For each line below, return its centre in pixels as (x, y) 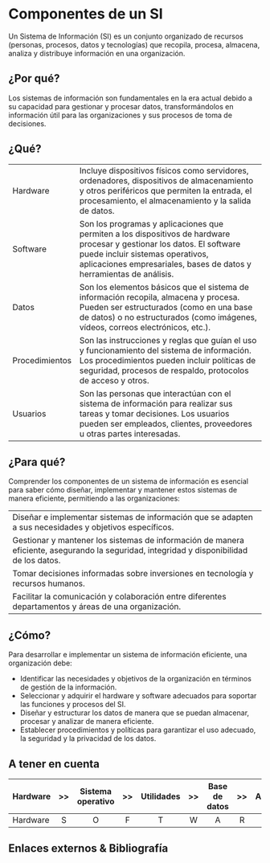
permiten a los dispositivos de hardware (155, 234)
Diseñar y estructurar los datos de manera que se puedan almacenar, (135, 713)
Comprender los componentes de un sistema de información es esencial (129, 481)
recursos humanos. (49, 583)
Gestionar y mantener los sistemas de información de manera (129, 541)
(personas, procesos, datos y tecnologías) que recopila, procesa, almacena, (134, 44)
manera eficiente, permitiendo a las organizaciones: (94, 498)
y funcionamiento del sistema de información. (165, 350)
